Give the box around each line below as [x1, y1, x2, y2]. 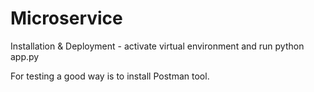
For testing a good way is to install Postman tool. [10, 70, 210, 82]
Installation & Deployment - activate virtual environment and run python [10, 40, 305, 52]
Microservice [10, 7, 123, 30]
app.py [10, 50, 40, 62]
